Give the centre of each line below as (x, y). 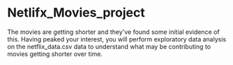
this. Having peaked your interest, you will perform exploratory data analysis (117, 39)
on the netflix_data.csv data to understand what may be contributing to (109, 46)
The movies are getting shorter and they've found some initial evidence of (113, 32)
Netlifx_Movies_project (76, 13)
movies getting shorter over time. (55, 54)
